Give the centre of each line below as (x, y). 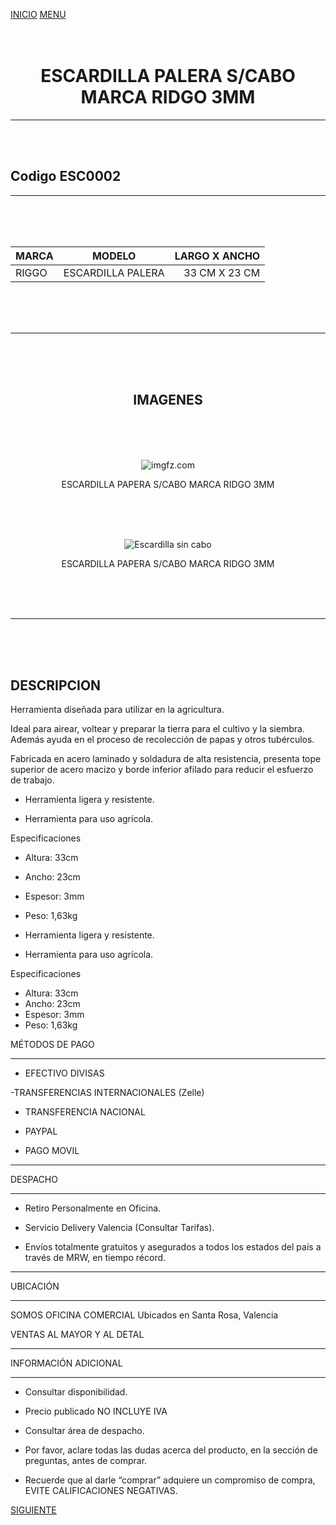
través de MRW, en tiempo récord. (95, 1258)
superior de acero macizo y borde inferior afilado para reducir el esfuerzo (162, 770)
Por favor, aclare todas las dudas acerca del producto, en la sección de (171, 1450)
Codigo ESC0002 (66, 176)
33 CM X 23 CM (222, 272)
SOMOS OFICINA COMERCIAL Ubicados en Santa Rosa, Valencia (144, 1315)
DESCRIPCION (56, 685)
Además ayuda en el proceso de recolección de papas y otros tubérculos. (162, 740)
